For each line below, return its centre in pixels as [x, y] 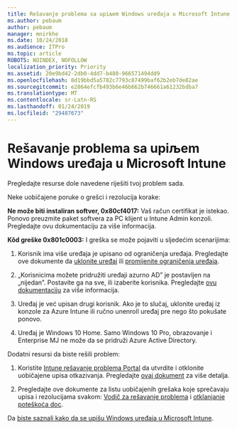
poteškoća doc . [40, 404]
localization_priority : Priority [57, 67]
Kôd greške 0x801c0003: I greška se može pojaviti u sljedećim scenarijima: [119, 240]
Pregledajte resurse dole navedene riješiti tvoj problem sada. [96, 183]
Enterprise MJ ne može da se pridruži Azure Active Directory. [107, 340]
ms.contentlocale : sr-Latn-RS [52, 100]
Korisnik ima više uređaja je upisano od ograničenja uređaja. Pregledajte [123, 253]
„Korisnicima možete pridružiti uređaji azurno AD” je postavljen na [114, 275]
